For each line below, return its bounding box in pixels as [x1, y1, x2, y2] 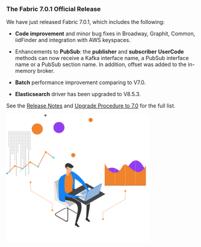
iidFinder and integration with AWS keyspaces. [14, 37, 131, 44]
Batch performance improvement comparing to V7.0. [14, 79, 146, 86]
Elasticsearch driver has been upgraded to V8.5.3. [14, 91, 141, 98]
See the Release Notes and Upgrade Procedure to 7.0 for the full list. [6, 102, 176, 109]
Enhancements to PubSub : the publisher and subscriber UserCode [14, 48, 184, 55]
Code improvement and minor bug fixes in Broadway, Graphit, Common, [14, 30, 196, 37]
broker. [37, 67, 55, 75]
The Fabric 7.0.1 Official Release [6, 5, 101, 13]
